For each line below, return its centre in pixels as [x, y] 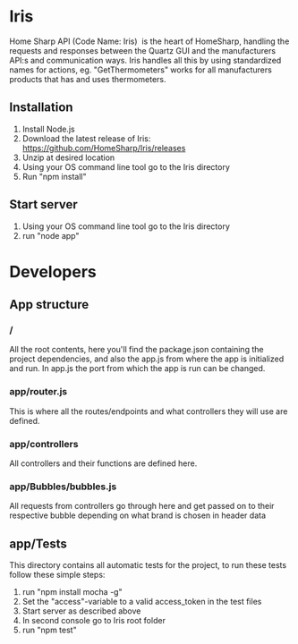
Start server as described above [81, 611]
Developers [53, 271]
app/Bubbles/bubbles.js [63, 487]
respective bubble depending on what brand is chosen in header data [138, 515]
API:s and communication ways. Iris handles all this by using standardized [145, 60]
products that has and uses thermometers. [88, 79]
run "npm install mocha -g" [72, 592]
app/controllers [44, 444]
